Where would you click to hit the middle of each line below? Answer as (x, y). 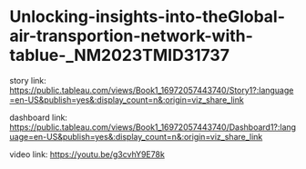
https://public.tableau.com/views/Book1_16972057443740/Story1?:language (152, 90)
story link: (28, 80)
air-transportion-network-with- (131, 36)
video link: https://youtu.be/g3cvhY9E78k (87, 154)
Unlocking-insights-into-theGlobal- (147, 17)
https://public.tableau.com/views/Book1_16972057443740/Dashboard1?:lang (153, 127)
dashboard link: (39, 117)
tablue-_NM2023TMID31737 (120, 55)
